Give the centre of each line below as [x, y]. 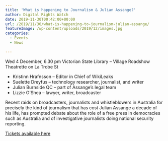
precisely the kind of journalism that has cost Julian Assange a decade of [81, 108]
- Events [19, 38]
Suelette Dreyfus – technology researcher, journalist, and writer [78, 82]
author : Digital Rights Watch [37, 15]
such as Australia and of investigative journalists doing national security [79, 118]
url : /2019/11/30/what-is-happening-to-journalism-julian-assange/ [77, 24]
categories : [18, 33]
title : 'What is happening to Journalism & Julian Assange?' [71, 10]
